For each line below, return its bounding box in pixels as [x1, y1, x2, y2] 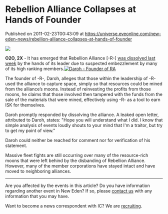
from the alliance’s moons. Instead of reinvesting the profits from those [5, 86, 151, 92]
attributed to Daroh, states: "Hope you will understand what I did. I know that [5, 116, 163, 123]
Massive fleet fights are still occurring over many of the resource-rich [5, 152, 148, 158]
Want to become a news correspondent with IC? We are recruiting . [5, 202, 142, 208]
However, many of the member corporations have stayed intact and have [5, 162, 155, 168]
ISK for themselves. [5, 101, 45, 108]
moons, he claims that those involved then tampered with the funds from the [5, 91, 162, 97]
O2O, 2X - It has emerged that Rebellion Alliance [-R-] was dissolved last [5, 55, 156, 61]
